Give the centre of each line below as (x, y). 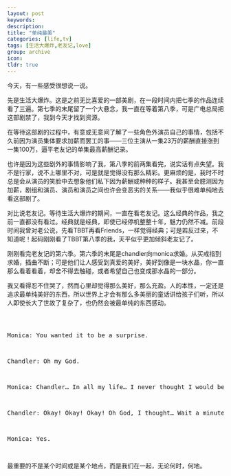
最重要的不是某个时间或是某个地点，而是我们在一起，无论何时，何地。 (107, 466)
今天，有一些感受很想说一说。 (49, 85)
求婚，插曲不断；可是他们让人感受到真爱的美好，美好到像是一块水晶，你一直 (115, 262)
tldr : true (23, 65)
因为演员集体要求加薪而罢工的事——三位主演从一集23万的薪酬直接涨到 (119, 140)
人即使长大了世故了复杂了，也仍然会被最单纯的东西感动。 (88, 303)
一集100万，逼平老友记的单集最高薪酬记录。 (69, 149)
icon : (15, 59)
